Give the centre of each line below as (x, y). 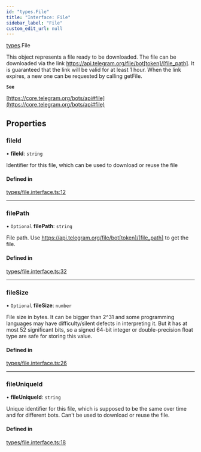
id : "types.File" (28, 12)
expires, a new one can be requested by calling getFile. (74, 76)
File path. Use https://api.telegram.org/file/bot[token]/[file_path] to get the (98, 238)
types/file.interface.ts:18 (36, 442)
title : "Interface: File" (38, 17)
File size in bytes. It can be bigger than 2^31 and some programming (90, 317)
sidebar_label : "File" (34, 23)
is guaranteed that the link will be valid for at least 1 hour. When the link (94, 70)
